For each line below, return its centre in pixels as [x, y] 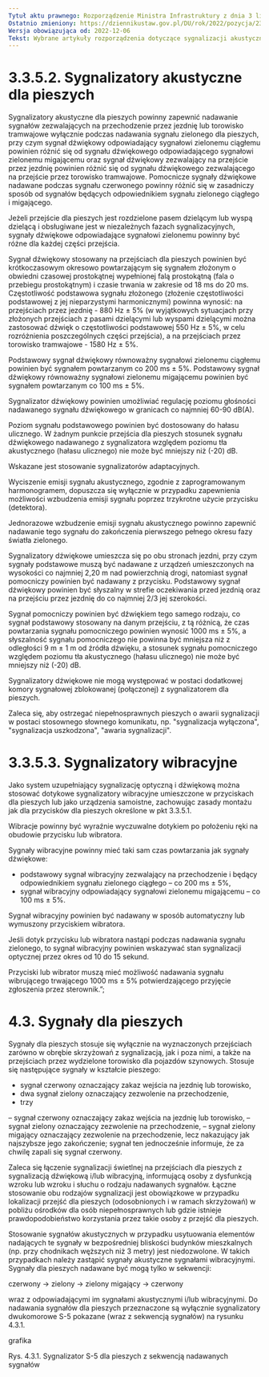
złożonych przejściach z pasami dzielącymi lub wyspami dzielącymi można [132, 319]
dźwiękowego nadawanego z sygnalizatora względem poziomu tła [118, 442]
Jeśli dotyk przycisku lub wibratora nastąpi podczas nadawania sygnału [127, 939]
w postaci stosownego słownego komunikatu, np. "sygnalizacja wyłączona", [134, 722]
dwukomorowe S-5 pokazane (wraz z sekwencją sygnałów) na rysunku [126, 1317]
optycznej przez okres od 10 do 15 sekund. [79, 957]
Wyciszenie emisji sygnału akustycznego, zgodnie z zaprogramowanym [127, 482]
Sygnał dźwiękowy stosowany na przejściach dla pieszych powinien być [127, 259]
